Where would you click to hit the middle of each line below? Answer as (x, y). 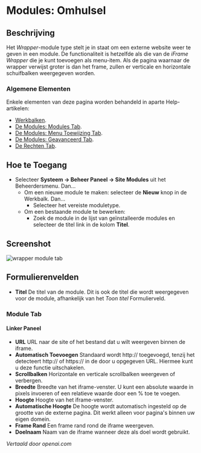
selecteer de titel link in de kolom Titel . (81, 225)
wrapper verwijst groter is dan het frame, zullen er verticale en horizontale (99, 67)
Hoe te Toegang (37, 165)
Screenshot (29, 244)
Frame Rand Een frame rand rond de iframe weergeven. (85, 425)
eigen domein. (33, 419)
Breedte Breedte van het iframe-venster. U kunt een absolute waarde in (104, 387)
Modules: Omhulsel (56, 11)
